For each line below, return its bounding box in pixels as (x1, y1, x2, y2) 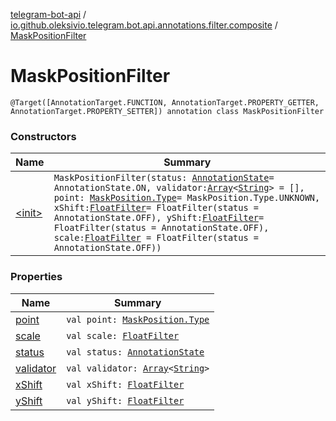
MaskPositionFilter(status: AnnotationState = (53, 172, 275, 184)
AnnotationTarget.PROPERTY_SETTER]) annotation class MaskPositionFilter (10, 106, 325, 116)
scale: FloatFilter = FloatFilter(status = (53, 232, 260, 244)
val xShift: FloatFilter (66, 379, 185, 390)
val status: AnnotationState (66, 346, 205, 358)
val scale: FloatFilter (66, 330, 180, 341)
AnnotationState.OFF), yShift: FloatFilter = (53, 212, 265, 224)
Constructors (10, 129, 77, 143)
